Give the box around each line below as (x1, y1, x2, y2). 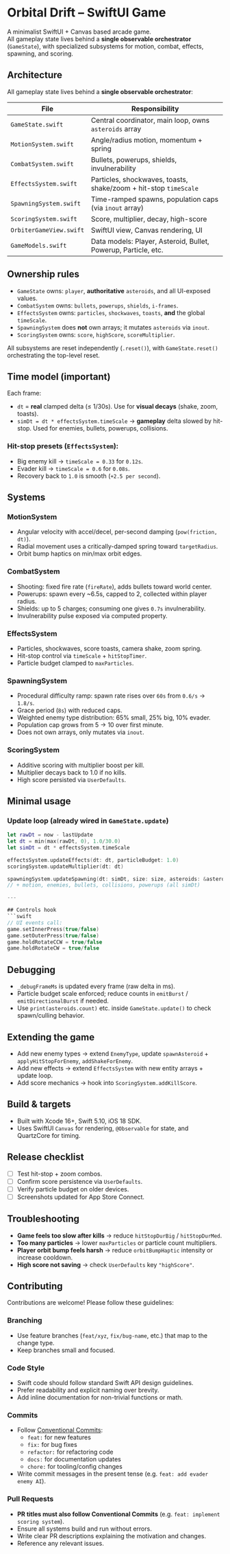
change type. (16, 1338, 55, 1347)
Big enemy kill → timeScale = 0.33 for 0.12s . (16, 457, 144, 465)
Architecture (7, 69, 63, 81)
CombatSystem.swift (10, 160, 74, 168)
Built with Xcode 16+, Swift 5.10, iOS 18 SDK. (16, 1117, 142, 1125)
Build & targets (7, 1099, 71, 1110)
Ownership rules (7, 268, 80, 280)
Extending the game (7, 1031, 94, 1043)
